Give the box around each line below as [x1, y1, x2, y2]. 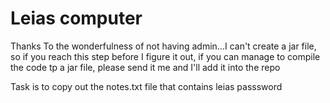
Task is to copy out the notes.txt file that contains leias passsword [10, 80, 283, 92]
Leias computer [10, 7, 143, 30]
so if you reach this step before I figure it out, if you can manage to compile [10, 50, 321, 62]
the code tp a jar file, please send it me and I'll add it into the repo [10, 61, 281, 73]
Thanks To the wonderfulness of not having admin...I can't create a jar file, [10, 40, 317, 52]
